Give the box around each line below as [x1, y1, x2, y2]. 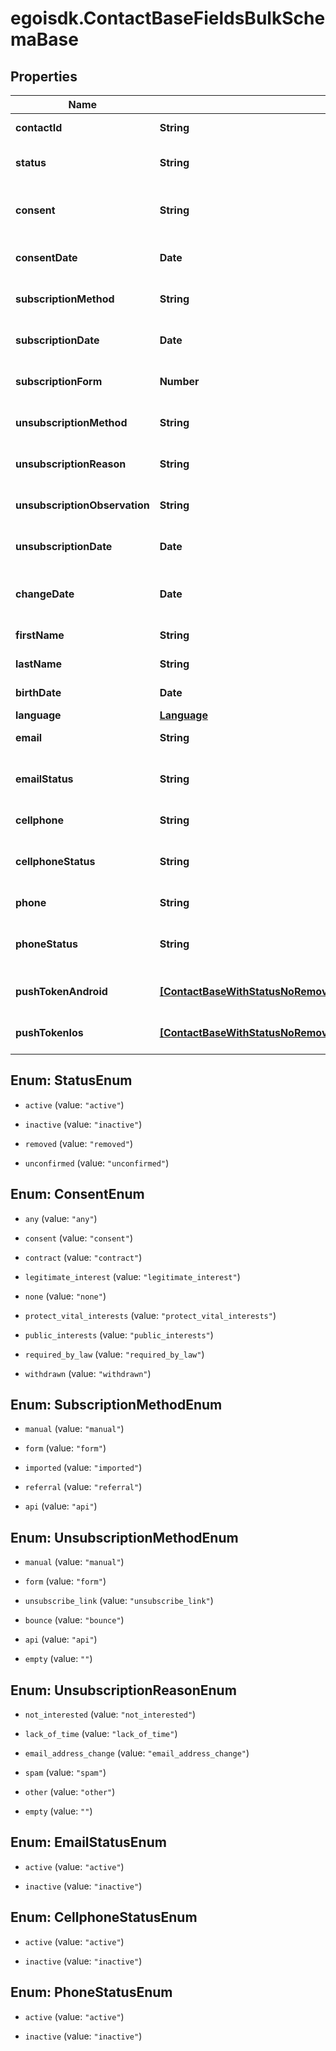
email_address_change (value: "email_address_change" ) [24, 1747, 250, 1759]
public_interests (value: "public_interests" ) [24, 1328, 214, 1341]
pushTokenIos [15, 1026, 84, 1039]
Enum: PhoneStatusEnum [10, 1984, 173, 2001]
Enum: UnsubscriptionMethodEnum [10, 1529, 239, 1546]
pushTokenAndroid [15, 985, 108, 998]
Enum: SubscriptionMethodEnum [10, 1397, 223, 1414]
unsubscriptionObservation [15, 498, 150, 512]
